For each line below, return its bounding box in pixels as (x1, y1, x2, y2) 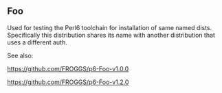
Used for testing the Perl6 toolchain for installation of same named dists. (7, 23, 212, 31)
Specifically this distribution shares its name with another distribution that (7, 31, 215, 39)
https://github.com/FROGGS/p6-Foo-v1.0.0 (7, 64, 129, 72)
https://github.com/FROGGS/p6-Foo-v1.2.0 (7, 78, 129, 86)
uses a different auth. (7, 38, 67, 46)
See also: (7, 51, 34, 59)
